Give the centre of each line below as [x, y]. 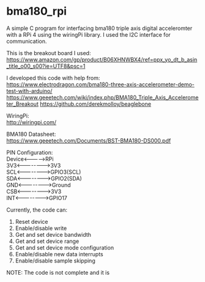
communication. [27, 41]
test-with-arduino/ [29, 91]
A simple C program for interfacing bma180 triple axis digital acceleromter [99, 28]
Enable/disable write [41, 228]
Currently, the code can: [37, 210]
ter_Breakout [22, 104]
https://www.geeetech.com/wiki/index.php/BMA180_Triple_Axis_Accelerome [102, 97]
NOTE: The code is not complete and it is [58, 272]
